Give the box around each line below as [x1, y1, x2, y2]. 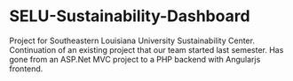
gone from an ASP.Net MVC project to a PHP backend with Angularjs [9, 54, 261, 64]
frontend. [9, 63, 44, 74]
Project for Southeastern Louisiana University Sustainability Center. [9, 35, 256, 46]
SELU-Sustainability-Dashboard [9, 6, 250, 26]
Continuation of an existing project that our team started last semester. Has [9, 44, 284, 55]
